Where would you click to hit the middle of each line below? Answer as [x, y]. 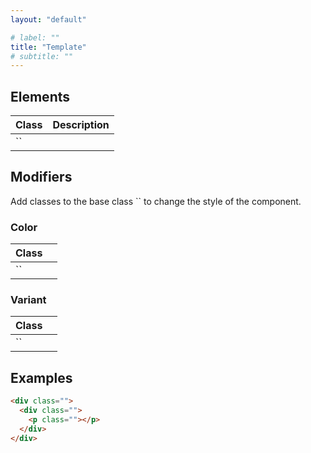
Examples [41, 377]
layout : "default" [48, 19]
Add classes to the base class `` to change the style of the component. [156, 201]
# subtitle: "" [42, 56]
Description [81, 125]
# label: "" [35, 37]
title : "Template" [48, 47]
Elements [40, 96]
